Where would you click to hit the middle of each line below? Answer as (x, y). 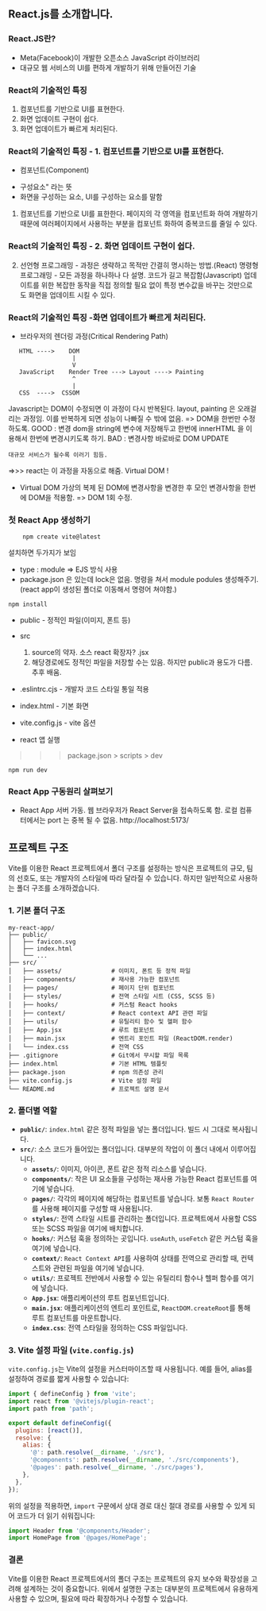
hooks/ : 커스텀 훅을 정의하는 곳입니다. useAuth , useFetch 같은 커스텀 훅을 (145, 1238)
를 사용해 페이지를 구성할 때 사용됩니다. (92, 1208)
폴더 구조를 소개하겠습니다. (58, 888)
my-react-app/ (32, 927)
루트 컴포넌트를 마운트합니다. (76, 1317)
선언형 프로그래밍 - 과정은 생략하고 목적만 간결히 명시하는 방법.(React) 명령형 (139, 265)
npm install (28, 605)
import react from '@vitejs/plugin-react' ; (81, 1401)
